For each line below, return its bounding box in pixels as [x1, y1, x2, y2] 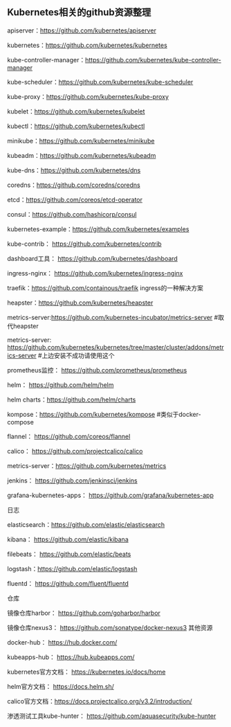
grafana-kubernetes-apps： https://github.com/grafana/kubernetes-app [7, 491, 214, 499]
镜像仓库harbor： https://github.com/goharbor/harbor [7, 609, 161, 617]
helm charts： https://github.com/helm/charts [7, 395, 136, 404]
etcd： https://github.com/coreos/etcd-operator [7, 195, 143, 204]
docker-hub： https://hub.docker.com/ [7, 638, 118, 646]
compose [7, 418, 35, 426]
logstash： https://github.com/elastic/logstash [7, 564, 138, 573]
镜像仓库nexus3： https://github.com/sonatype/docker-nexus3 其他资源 [7, 623, 213, 631]
